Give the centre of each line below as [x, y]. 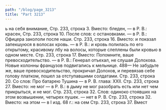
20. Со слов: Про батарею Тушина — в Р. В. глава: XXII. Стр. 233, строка [82, 81]
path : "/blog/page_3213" [31, 10]
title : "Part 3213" [25, 14]
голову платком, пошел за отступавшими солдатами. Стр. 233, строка [80, 76]
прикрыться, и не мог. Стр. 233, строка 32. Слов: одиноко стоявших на [81, 92]
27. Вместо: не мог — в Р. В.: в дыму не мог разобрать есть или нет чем [82, 86]
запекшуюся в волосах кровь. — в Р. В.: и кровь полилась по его [74, 44]
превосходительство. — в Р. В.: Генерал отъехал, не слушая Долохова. [81, 60]
